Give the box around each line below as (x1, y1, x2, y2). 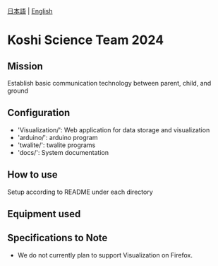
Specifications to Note (7, 232, 108, 244)
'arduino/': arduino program (17, 133, 98, 141)
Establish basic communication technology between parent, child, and (7, 79, 212, 87)
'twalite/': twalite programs (17, 141, 96, 149)
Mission (7, 60, 44, 72)
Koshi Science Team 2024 (7, 32, 164, 48)
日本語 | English (7, 7, 53, 15)
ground (7, 86, 29, 95)
